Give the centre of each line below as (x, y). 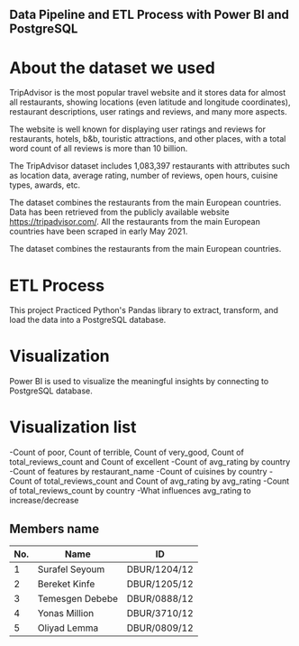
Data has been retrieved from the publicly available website (119, 212)
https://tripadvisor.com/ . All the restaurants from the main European (135, 222)
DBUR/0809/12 (160, 628)
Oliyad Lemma (68, 628)
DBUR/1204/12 (160, 569)
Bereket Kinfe (66, 584)
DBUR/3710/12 (160, 613)
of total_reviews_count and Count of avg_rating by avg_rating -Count (162, 481)
